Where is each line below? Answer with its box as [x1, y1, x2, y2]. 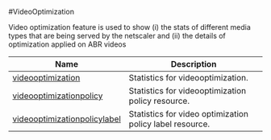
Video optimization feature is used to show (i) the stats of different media [8, 23, 252, 31]
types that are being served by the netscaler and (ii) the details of [8, 31, 226, 40]
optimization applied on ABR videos [8, 39, 127, 49]
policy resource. [128, 96, 190, 106]
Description [170, 59, 217, 69]
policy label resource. [128, 118, 211, 130]
